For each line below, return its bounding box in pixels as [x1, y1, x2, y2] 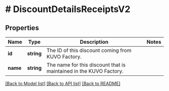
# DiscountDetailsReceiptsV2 [5, 4, 131, 15]
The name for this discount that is [46, 61, 126, 68]
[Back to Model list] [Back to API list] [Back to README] [5, 80, 121, 86]
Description [79, 39, 109, 45]
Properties [5, 24, 39, 32]
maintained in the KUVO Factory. [46, 68, 124, 74]
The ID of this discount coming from [46, 47, 132, 54]
